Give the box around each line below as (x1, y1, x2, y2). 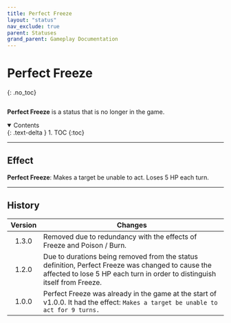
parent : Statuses (7, 29, 57, 37)
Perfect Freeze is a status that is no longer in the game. (7, 108, 165, 116)
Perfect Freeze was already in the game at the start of (43, 288, 217, 298)
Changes (116, 220, 147, 230)
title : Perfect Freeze (7, 10, 72, 17)
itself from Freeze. (43, 277, 102, 287)
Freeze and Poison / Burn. (43, 240, 127, 250)
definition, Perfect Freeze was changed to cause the (43, 260, 212, 270)
